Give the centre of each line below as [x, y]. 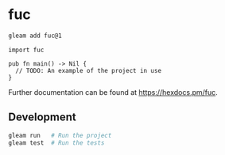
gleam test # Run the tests [56, 143]
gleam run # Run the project [60, 135]
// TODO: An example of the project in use [88, 70]
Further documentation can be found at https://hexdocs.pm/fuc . [113, 92]
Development [43, 117]
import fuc [26, 50]
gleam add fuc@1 [35, 36]
